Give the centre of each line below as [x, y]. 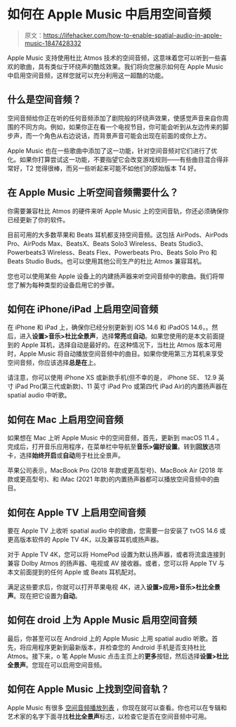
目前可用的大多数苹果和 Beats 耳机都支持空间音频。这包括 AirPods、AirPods [118, 235]
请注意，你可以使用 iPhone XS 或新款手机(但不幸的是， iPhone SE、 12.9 [112, 378]
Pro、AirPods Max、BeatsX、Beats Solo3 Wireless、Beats [92, 243]
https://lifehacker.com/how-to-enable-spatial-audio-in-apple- [133, 35]
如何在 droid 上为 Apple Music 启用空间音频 [102, 620]
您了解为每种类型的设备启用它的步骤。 [63, 285]
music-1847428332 [53, 43]
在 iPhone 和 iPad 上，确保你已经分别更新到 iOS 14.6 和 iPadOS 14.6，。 [110, 328]
